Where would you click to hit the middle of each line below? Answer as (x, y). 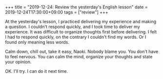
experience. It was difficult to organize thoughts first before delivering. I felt (81, 32)
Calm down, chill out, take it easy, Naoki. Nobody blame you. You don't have (82, 51)
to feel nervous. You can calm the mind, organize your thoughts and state (79, 57)
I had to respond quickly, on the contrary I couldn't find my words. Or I (76, 37)
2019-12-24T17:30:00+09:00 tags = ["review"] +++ (57, 12)
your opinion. (18, 62)
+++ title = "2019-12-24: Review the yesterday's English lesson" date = (76, 7)
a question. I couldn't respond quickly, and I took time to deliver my (72, 27)
